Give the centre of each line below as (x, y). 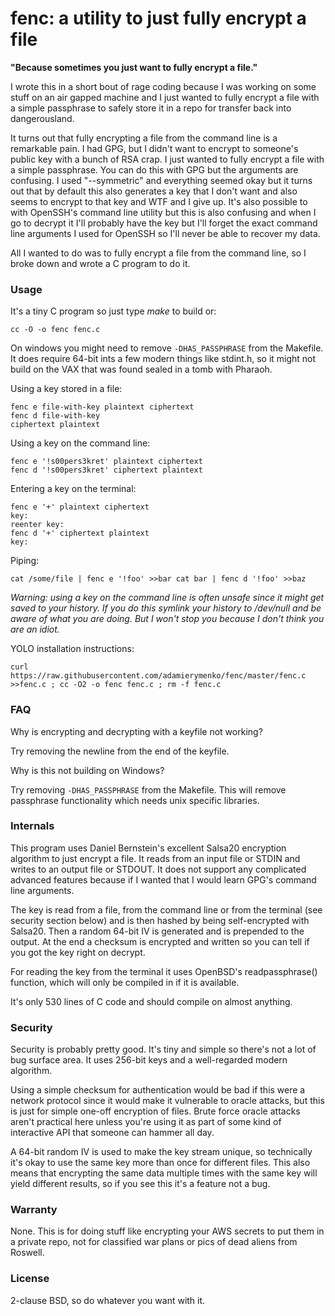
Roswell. (27, 1253)
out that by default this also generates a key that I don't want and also (154, 191)
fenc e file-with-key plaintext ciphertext (102, 407)
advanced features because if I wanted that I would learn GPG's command (163, 879)
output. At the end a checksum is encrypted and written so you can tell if (160, 941)
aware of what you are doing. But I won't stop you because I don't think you (167, 619)
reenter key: (37, 525)
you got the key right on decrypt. (78, 952)
